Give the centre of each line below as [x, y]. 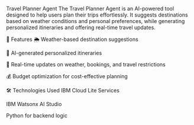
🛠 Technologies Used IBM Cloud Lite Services [63, 90]
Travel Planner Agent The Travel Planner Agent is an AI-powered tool [90, 9]
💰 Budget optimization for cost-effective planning [67, 76]
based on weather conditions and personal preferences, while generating [96, 21]
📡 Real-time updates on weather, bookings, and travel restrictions [86, 64]
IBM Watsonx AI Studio [34, 104]
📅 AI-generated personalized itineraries [54, 53]
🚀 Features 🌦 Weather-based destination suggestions [72, 39]
